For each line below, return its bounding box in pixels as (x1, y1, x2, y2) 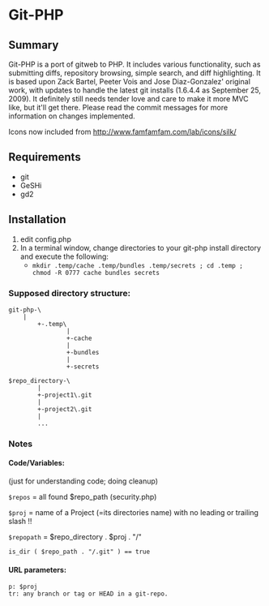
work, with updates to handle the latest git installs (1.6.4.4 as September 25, (8, 85, 262, 95)
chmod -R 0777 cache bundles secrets (32, 269, 160, 277)
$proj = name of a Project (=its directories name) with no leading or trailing (8, 508, 259, 518)
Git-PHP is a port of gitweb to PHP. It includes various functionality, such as (8, 59, 261, 69)
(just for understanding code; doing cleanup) (8, 476, 158, 486)
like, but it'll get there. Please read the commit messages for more (8, 103, 228, 112)
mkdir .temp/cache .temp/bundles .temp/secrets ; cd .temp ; (32, 261, 243, 269)
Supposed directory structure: (8, 287, 131, 299)
